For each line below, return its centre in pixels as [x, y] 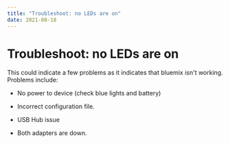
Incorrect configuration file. [56, 106]
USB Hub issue [38, 120]
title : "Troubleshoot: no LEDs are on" [64, 13]
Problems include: [33, 80]
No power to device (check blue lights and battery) [89, 93]
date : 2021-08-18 [32, 20]
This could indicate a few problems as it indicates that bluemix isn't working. [115, 73]
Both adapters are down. [52, 133]
